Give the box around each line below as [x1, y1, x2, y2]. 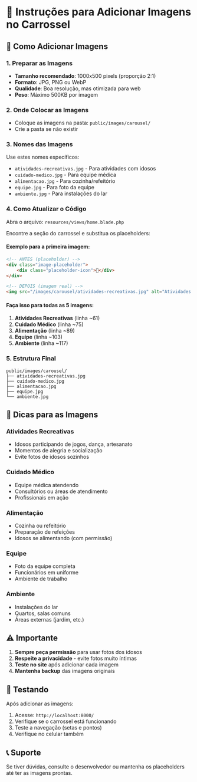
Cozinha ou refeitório [14, 522, 66, 529]
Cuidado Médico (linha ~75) [14, 321, 84, 328]
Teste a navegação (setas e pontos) [14, 724, 102, 731]
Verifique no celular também [14, 731, 84, 738]
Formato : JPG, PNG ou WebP [14, 78, 87, 86]
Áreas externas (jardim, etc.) [14, 616, 84, 623]
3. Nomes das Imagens [6, 140, 73, 149]
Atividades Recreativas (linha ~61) [14, 315, 100, 322]
